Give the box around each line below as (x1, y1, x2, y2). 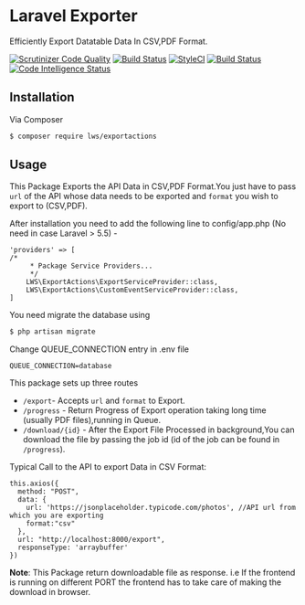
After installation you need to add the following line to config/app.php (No (9, 218, 286, 229)
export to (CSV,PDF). (9, 200, 89, 211)
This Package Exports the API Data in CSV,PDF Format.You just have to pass (9, 181, 297, 192)
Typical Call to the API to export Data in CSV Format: (9, 462, 207, 472)
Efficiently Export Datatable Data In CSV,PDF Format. (9, 36, 208, 47)
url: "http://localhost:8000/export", (17, 536, 166, 545)
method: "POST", (17, 487, 79, 496)
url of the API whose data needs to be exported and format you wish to (9, 191, 279, 202)
